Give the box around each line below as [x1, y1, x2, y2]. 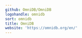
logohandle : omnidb [5, 12, 45, 17]
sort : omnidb [5, 16, 32, 21]
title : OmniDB [5, 21, 34, 26]
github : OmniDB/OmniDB [5, 7, 52, 12]
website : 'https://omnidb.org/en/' [5, 26, 78, 31]
